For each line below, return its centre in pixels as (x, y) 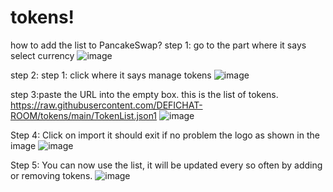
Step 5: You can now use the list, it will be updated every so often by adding (166, 165)
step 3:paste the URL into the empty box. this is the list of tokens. (144, 94)
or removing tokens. (51, 175)
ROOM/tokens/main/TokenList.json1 (84, 115)
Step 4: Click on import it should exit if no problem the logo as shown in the (165, 135)
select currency (42, 55)
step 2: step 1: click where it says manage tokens (111, 75)
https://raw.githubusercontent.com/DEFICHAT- (106, 105)
